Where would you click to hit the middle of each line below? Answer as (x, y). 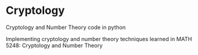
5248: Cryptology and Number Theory (54, 45)
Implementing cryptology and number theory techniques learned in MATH (99, 39)
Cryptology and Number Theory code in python (66, 27)
